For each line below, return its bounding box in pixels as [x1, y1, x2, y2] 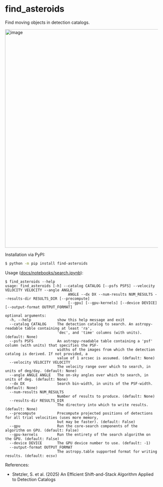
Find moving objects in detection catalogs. [5, 19, 90, 25]
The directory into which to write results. [57, 402, 149, 407]
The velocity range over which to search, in [57, 364, 151, 369]
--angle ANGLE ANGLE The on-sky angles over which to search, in [9, 372, 149, 377]
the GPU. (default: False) [5, 436, 60, 441]
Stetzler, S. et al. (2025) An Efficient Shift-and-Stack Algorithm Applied [12, 471, 154, 477]
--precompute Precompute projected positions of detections [9, 411, 153, 416]
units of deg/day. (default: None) [5, 368, 77, 373]
